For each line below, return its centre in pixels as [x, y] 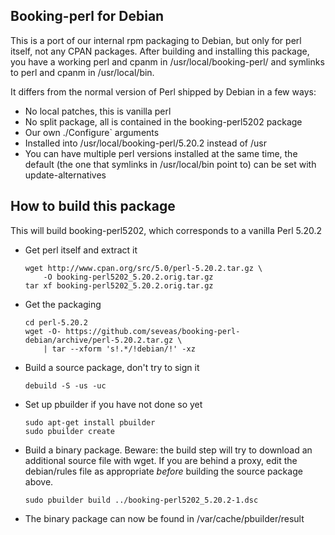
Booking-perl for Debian [87, 16]
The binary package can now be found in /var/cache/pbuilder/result [164, 518]
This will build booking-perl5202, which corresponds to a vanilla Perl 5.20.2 [166, 230]
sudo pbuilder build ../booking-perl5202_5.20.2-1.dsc [141, 500]
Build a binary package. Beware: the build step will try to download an [168, 450]
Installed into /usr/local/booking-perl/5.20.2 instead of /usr [145, 143]
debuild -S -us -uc [65, 385]
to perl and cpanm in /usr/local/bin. [82, 72]
